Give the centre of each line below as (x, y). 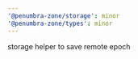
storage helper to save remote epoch (69, 46)
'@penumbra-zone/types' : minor (60, 23)
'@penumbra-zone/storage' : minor (64, 16)
